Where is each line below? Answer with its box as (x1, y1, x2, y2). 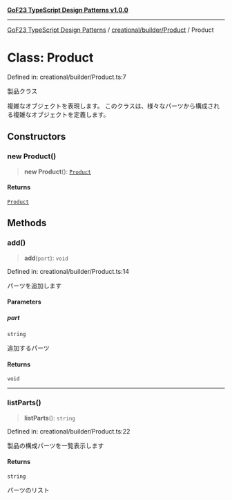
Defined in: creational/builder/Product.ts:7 (7, 73, 126, 81)
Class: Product (7, 50, 94, 66)
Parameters (7, 297, 41, 306)
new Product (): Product (23, 167, 92, 176)
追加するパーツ (7, 344, 50, 352)
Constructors (7, 131, 66, 142)
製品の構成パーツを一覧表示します (7, 441, 104, 450)
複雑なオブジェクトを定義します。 (12, 110, 110, 118)
